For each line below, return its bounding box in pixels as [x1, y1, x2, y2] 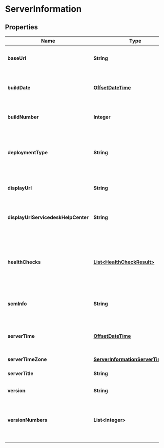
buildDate [7, 84, 31, 91]
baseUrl [7, 55, 26, 62]
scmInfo [7, 300, 27, 307]
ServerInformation [5, 3, 82, 15]
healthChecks [7, 259, 41, 265]
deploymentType [7, 149, 48, 156]
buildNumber [7, 114, 39, 120]
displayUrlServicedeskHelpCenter [7, 214, 89, 221]
